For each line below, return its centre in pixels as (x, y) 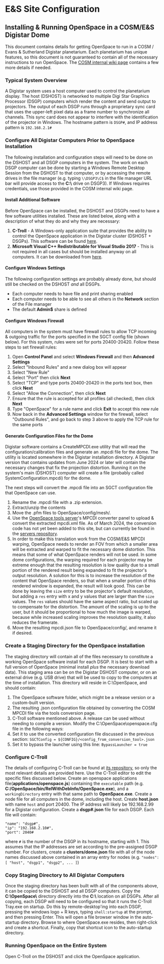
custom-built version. (34, 702)
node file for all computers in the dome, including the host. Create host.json (82, 799)
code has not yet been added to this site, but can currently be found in (83, 528)
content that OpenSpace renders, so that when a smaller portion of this (84, 581)
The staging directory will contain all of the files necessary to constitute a (79, 656)
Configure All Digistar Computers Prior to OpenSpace (70, 140)
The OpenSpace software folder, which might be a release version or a (83, 697)
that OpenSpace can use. (31, 493)
